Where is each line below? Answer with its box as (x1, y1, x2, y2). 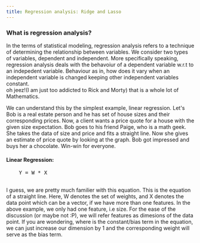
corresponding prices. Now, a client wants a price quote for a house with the (6, 117, 195, 124)
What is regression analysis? (6, 28, 92, 36)
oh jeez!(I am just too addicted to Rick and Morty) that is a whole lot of (6, 86, 179, 93)
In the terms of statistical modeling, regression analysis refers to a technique (6, 42, 195, 49)
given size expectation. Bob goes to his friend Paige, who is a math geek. (6, 123, 186, 130)
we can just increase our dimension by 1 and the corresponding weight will (6, 224, 190, 232)
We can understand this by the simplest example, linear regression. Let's (6, 104, 185, 111)
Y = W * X (19, 170, 48, 176)
